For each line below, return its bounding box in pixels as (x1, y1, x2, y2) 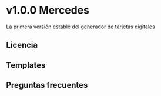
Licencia (6, 40, 38, 50)
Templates (6, 60, 46, 70)
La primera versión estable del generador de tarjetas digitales (6, 23, 156, 30)
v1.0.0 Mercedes (6, 4, 90, 17)
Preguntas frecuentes (6, 80, 88, 90)
